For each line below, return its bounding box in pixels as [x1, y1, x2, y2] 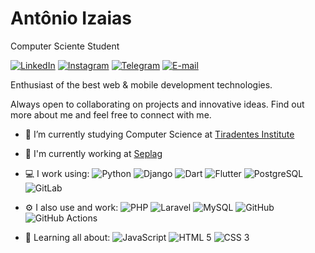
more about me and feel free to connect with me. [10, 108, 212, 121]
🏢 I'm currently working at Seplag [24, 147, 163, 159]
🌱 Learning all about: [24, 231, 111, 243]
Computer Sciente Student [10, 40, 120, 52]
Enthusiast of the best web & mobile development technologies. [10, 78, 273, 91]
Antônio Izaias [10, 7, 132, 30]
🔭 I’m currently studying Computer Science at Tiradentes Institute [24, 128, 295, 140]
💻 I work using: [24, 167, 90, 179]
